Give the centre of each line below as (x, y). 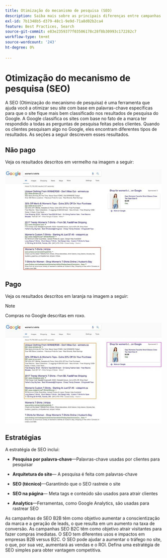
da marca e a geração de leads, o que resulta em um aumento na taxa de (80, 524)
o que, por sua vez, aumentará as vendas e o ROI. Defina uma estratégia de (83, 545)
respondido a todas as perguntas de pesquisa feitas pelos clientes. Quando (83, 124)
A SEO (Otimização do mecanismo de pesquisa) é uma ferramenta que (78, 102)
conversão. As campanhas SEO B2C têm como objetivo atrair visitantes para (83, 529)
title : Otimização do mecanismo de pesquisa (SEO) (59, 10)
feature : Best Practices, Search (40, 26)
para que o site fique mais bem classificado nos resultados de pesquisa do (82, 113)
